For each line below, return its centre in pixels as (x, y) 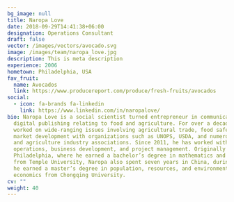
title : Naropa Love (36, 20)
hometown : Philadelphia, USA (49, 71)
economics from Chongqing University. (70, 175)
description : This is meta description (65, 59)
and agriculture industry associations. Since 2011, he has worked (114, 143)
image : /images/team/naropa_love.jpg (62, 53)
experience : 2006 (32, 65)
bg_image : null (29, 14)
